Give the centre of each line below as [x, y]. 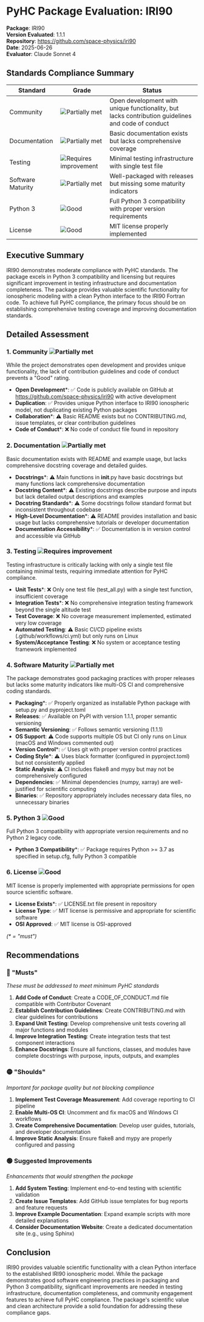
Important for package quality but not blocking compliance [80, 1088]
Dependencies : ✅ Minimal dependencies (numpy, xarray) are [92, 782]
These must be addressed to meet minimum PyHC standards [83, 986]
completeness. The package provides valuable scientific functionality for [97, 289]
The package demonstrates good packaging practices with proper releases [101, 678]
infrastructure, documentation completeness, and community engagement [100, 1293]
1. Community [27, 351]
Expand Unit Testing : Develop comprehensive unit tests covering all [100, 1024]
